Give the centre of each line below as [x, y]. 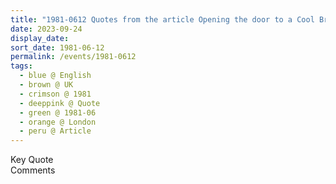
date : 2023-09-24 [46, 29]
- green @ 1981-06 [58, 112]
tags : [21, 66]
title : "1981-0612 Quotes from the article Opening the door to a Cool [162, 19]
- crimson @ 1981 [55, 94]
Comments [33, 170]
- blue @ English [55, 76]
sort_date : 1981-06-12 [57, 47]
